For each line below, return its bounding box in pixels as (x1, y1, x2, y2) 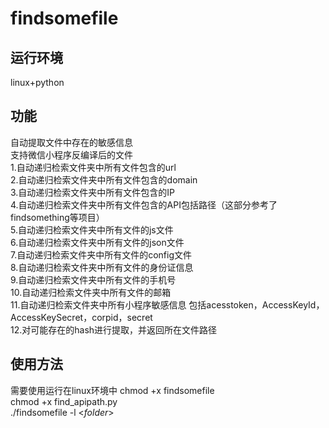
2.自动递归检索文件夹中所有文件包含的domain (10, 173, 198, 186)
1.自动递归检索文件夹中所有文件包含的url (10, 161, 177, 173)
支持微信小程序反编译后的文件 (10, 148, 133, 161)
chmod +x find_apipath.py (10, 395, 118, 407)
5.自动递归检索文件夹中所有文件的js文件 (10, 223, 174, 236)
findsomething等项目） (10, 211, 105, 223)
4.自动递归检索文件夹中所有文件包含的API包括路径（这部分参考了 (10, 198, 278, 211)
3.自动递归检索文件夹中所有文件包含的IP (10, 186, 176, 198)
